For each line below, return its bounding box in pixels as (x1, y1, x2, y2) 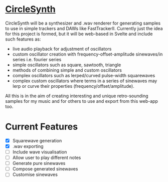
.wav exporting (12, 143, 44, 149)
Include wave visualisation (12, 149, 67, 155)
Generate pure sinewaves (12, 160, 66, 166)
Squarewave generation (12, 137, 62, 143)
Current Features (5, 121, 78, 132)
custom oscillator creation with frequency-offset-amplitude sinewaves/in (12, 51, 163, 57)
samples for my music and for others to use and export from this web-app (5, 98, 158, 104)
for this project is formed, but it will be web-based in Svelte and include (5, 31, 153, 37)
